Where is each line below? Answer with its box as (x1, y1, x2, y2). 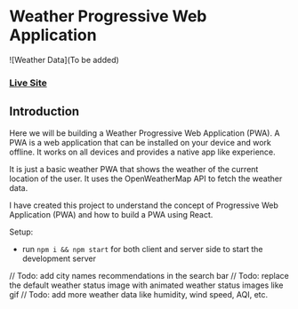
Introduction (9, 104, 80, 119)
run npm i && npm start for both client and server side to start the (21, 243, 264, 254)
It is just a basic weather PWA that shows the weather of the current (9, 163, 259, 174)
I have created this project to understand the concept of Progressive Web (9, 200, 278, 210)
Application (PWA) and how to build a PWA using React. (9, 209, 213, 219)
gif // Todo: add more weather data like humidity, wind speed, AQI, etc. (9, 289, 269, 299)
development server (21, 253, 96, 264)
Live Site (9, 76, 47, 89)
